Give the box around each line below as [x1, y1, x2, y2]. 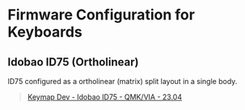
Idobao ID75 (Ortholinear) [7, 55, 139, 69]
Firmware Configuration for [7, 6, 196, 24]
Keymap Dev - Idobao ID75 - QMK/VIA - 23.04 [27, 92, 183, 102]
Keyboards [7, 23, 82, 41]
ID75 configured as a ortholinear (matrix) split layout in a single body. [7, 77, 238, 86]
